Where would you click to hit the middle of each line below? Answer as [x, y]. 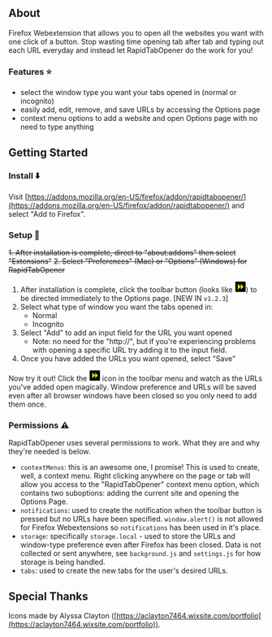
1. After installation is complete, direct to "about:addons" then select [122, 253]
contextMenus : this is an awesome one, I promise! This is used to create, [140, 467]
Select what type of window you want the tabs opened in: [117, 307]
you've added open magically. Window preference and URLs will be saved [133, 387]
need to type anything [57, 127]
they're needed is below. [50, 452]
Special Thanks [48, 596]
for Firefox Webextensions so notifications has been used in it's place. [140, 527]
